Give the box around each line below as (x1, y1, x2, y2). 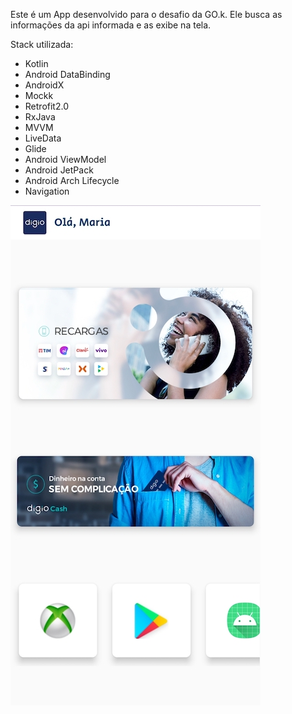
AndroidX (24, 79, 65, 91)
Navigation (24, 185, 70, 197)
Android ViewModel (24, 154, 107, 165)
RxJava (24, 111, 56, 123)
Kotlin (24, 58, 49, 69)
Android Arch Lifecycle (24, 175, 120, 186)
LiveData (24, 132, 62, 144)
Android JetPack (24, 164, 94, 176)
